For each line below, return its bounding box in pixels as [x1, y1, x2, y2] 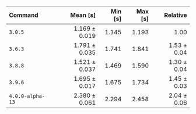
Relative [164, 11, 187, 19]
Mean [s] [70, 11, 96, 19]
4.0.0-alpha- [9, 93, 45, 99]
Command [9, 11, 39, 19]
